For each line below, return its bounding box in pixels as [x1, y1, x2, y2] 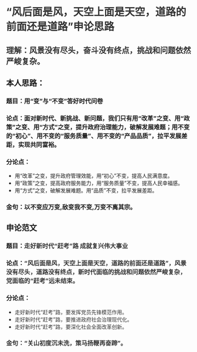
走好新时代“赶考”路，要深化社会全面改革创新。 [14, 323, 128, 330]
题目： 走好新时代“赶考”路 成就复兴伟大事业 [6, 242, 128, 250]
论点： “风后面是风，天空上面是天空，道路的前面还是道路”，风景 [6, 259, 186, 268]
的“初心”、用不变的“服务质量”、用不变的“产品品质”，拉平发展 [6, 131, 182, 140]
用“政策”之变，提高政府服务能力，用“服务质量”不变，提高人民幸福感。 [14, 180, 184, 187]
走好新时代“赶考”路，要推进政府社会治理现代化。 [14, 316, 133, 323]
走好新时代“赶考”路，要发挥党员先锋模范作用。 [14, 309, 128, 316]
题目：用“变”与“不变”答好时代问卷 [6, 97, 104, 105]
